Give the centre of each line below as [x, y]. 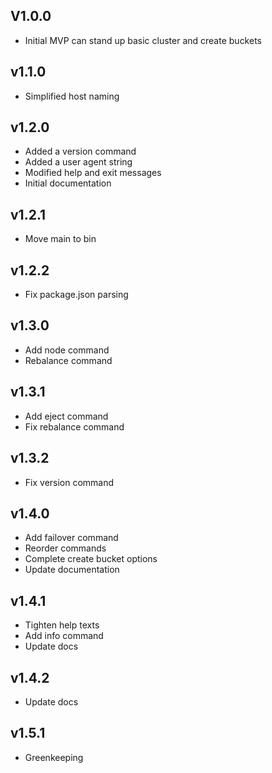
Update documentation [72, 570]
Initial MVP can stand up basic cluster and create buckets [143, 40]
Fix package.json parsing [76, 295]
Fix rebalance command [74, 426]
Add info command [64, 636]
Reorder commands [65, 548]
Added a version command [80, 151]
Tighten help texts [62, 625]
